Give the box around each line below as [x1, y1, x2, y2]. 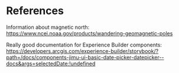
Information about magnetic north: [6, 24, 90, 31]
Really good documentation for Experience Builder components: [6, 41, 162, 48]
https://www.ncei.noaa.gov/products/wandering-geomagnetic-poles [6, 29, 173, 36]
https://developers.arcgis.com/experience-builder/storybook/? [6, 47, 159, 54]
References [6, 4, 64, 18]
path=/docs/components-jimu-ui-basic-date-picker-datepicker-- [6, 54, 164, 61]
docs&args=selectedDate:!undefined [6, 60, 96, 67]
